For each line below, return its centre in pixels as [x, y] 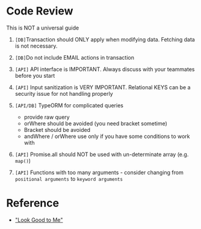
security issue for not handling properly [64, 93]
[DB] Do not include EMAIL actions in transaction [74, 57]
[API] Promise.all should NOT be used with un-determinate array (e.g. [102, 154]
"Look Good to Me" [39, 220]
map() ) [23, 160]
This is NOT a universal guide [43, 28]
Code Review [40, 11]
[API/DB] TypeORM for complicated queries [69, 105]
